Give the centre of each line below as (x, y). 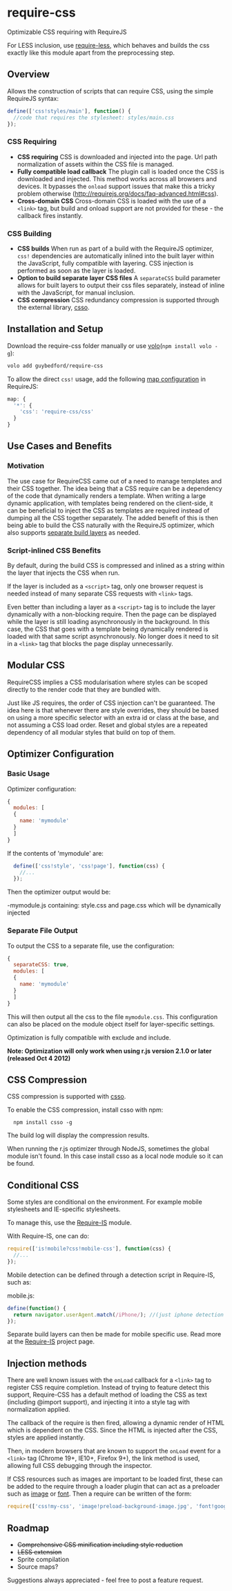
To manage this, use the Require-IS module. (70, 1223)
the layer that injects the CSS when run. (64, 573)
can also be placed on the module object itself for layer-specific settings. (111, 1024)
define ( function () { (37, 1308)
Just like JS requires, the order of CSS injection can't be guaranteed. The (111, 703)
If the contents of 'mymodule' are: (55, 853)
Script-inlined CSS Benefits (54, 550)
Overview (29, 74)
